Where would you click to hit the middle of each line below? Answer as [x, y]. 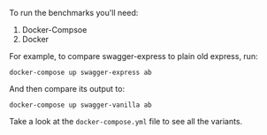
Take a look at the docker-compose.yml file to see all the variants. [126, 121]
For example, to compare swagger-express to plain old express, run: [133, 56]
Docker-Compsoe [54, 30]
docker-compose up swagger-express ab [80, 72]
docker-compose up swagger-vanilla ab [80, 105]
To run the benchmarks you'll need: [74, 13]
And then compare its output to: [67, 89]
